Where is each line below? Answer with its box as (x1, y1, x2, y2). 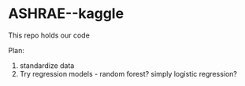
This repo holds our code (8, 30, 91, 40)
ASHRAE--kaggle (8, 5, 124, 23)
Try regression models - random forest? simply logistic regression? (19, 69, 238, 78)
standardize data (19, 60, 75, 70)
